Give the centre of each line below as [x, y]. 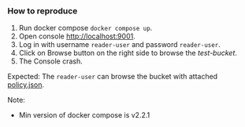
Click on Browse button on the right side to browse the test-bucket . [128, 53]
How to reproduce [43, 11]
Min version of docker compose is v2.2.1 [84, 115]
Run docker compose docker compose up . [85, 28]
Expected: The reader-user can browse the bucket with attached [113, 77]
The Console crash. [51, 61]
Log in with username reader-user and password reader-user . [120, 45]
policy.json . [26, 85]
